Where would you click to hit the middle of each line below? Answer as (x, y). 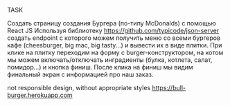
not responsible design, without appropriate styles (79, 88)
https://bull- (169, 88)
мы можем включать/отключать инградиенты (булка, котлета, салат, (110, 60)
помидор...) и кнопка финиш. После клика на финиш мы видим (100, 67)
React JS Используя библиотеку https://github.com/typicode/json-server (113, 31)
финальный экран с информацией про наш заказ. (80, 74)
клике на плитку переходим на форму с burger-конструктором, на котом (115, 52)
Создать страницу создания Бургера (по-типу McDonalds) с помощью (112, 23)
